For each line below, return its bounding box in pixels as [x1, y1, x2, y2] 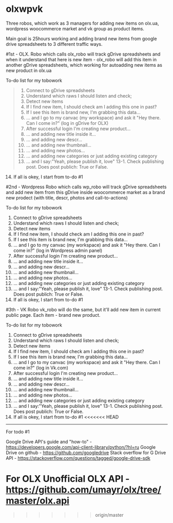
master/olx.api [6, 495, 70, 507]
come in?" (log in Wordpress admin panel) [13, 247, 103, 254]
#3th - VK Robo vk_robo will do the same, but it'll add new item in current [6, 306, 161, 313]
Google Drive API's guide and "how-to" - [6, 438, 92, 445]
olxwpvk [6, 3, 43, 15]
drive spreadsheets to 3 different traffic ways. [6, 41, 103, 47]
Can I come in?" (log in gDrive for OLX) [26, 120, 109, 126]
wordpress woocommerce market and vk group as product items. [6, 25, 144, 31]
